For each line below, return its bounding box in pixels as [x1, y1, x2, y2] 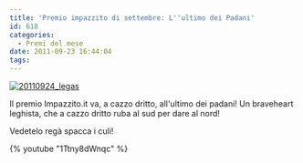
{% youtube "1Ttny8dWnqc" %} [9, 143, 129, 154]
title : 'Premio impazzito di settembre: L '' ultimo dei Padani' [9, 13, 256, 23]
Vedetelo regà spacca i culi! [9, 126, 114, 137]
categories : [9, 30, 55, 39]
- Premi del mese [17, 38, 84, 48]
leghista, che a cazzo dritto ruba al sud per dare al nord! [9, 108, 221, 118]
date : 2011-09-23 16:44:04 [9, 47, 112, 56]
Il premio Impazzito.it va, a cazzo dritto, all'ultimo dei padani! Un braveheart [9, 98, 294, 109]
